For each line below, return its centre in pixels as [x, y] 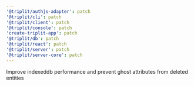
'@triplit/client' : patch [38, 22]
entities [15, 78]
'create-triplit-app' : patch [42, 33]
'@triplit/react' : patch [36, 44]
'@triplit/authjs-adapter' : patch [48, 11]
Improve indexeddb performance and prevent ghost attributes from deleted [97, 71]
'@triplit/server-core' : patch [44, 55]
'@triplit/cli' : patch [34, 17]
